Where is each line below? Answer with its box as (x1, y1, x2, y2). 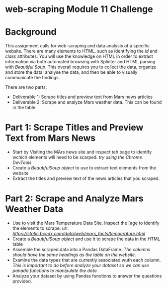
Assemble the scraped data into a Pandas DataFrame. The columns (12, 247, 151, 252)
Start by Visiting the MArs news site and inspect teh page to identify (12, 149, 152, 155)
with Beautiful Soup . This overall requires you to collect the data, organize (5, 64, 157, 70)
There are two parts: (5, 84, 47, 90)
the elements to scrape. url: (12, 225, 69, 231)
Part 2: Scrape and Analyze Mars (5, 193, 144, 204)
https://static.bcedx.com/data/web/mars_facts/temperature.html (12, 231, 146, 236)
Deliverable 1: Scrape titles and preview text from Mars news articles (12, 94, 153, 100)
